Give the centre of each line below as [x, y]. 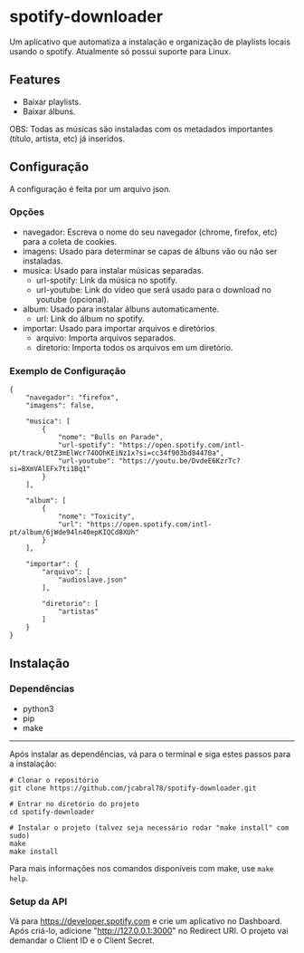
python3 [38, 708]
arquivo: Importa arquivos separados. [106, 338]
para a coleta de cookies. [70, 241]
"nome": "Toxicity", [96, 517]
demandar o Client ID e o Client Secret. [82, 940]
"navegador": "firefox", [72, 398]
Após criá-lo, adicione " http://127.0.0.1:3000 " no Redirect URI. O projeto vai [149, 931]
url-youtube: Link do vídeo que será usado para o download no [153, 289]
